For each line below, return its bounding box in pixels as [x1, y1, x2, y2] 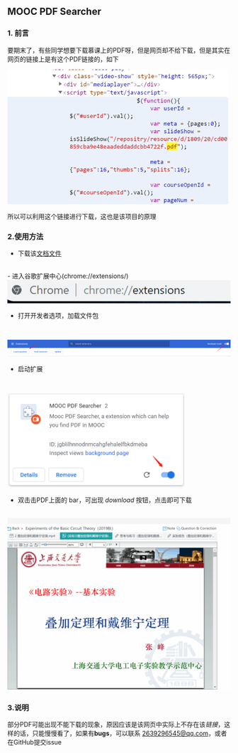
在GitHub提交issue [7, 738, 62, 747]
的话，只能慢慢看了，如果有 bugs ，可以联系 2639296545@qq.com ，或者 [13, 729, 227, 738]
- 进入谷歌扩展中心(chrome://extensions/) [7, 272, 129, 280]
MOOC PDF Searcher [7, 6, 101, 18]
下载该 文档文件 [17, 249, 62, 258]
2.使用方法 [7, 231, 44, 241]
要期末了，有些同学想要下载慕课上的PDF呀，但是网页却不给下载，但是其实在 [7, 46, 231, 54]
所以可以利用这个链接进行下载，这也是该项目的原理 [7, 212, 157, 220]
